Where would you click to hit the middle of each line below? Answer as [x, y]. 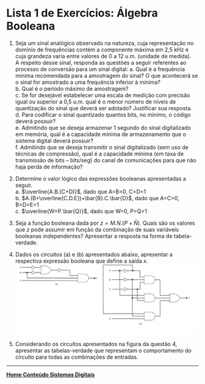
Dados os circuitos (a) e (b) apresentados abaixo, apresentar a [94, 254]
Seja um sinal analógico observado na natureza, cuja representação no [104, 43]
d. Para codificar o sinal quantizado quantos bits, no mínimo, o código [103, 115]
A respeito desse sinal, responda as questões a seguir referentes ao [101, 62]
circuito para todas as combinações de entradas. [77, 357]
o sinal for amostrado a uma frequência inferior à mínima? [88, 82]
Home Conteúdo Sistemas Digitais [51, 374]
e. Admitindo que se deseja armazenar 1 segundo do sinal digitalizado [103, 127]
